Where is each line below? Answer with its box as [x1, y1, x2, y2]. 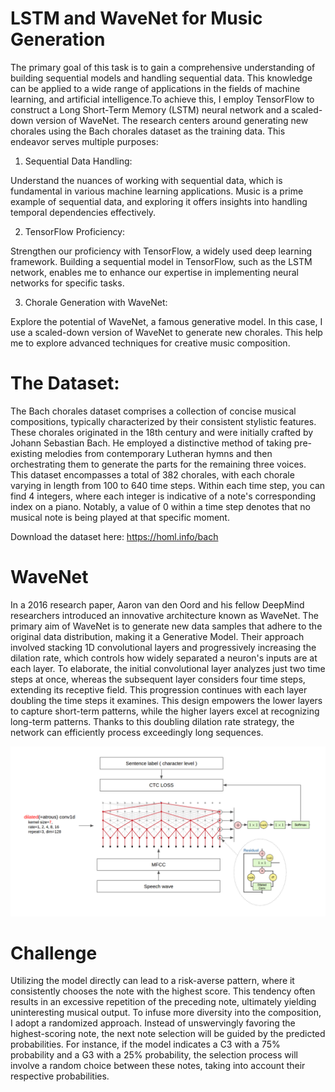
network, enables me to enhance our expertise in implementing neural [10, 266, 299, 278]
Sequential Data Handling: [24, 155, 133, 167]
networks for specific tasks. [10, 277, 125, 289]
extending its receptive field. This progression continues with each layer [10, 683, 308, 696]
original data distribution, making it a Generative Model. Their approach [10, 630, 305, 642]
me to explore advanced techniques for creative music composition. [10, 337, 291, 349]
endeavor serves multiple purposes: [10, 135, 159, 147]
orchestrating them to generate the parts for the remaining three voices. [10, 458, 307, 470]
